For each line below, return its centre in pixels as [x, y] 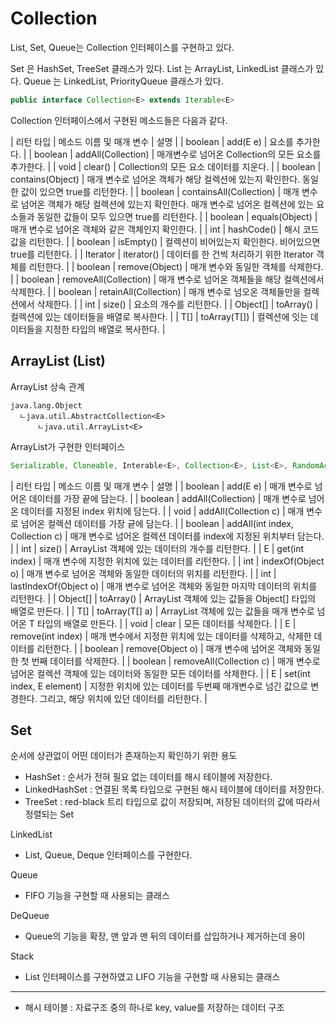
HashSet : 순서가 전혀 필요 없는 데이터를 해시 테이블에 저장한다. [148, 777]
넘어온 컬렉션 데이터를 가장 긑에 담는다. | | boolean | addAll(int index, [157, 523]
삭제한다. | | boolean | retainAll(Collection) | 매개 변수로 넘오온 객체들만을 [156, 291]
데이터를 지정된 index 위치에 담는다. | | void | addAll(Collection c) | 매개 [162, 511]
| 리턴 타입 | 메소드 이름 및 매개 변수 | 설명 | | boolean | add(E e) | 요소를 [152, 141]
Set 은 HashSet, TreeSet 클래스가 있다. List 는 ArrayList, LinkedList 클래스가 [162, 68]
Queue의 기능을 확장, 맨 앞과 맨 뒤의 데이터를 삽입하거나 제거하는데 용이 [165, 936]
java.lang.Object [46, 405]
